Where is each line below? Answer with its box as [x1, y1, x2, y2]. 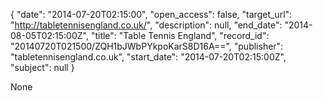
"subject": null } [10, 62, 75, 73]
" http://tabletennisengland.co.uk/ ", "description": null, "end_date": [10, 19, 283, 31]
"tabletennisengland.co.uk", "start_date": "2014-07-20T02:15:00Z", [10, 51, 287, 63]
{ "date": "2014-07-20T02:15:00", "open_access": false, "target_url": [10, 9, 293, 20]
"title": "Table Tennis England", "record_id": [90, 30, 270, 41]
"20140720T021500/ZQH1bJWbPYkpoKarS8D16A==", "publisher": [10, 40, 284, 52]
